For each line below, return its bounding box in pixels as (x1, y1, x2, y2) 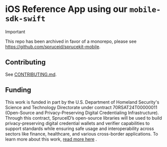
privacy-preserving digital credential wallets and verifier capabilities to (5, 120, 150, 126)
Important (5, 28, 25, 34)
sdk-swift (5, 14, 46, 23)
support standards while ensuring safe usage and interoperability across (5, 126, 155, 132)
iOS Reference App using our (5, 3, 128, 15)
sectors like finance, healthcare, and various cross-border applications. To (5, 131, 159, 137)
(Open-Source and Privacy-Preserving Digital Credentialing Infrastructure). (5, 110, 159, 116)
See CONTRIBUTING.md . (5, 71, 57, 77)
